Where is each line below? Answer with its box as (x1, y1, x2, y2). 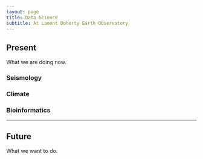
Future (6, 131, 32, 141)
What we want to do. (6, 148, 58, 155)
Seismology (6, 74, 42, 82)
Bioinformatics (6, 106, 51, 114)
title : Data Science (6, 15, 59, 21)
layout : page (6, 8, 39, 15)
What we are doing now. (6, 59, 66, 66)
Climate (6, 90, 30, 99)
